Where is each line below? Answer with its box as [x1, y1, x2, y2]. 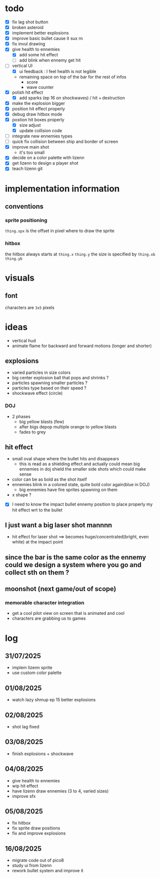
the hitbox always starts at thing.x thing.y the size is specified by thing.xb [5, 251, 156, 257]
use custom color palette [12, 670, 62, 675]
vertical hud [12, 338, 36, 343]
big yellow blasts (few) [19, 419, 64, 424]
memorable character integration [5, 599, 85, 606]
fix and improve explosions [12, 830, 66, 836]
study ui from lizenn [12, 862, 52, 868]
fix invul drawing [12, 41, 45, 47]
